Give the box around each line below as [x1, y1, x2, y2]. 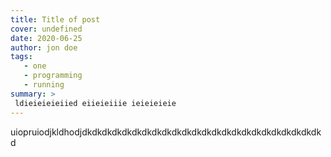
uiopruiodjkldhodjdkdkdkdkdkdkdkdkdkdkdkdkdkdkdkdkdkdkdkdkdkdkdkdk [10, 126, 322, 138]
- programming [23, 71, 83, 81]
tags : [10, 52, 33, 62]
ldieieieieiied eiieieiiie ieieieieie [14, 98, 177, 108]
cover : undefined [10, 24, 83, 34]
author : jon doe [10, 42, 78, 53]
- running [23, 80, 65, 90]
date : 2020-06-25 [10, 33, 83, 43]
